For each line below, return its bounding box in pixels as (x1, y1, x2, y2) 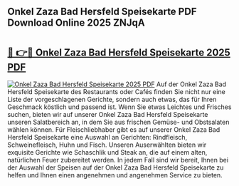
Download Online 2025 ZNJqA (7, 17, 145, 29)
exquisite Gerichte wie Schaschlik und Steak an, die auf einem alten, (7, 148, 208, 156)
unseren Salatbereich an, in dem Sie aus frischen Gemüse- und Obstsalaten (7, 118, 230, 126)
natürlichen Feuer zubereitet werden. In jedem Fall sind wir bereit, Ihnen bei (7, 156, 229, 164)
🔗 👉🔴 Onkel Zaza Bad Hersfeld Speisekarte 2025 (7, 46, 231, 58)
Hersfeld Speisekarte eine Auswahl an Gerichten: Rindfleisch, (7, 133, 188, 141)
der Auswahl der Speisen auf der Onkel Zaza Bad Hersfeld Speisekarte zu (7, 163, 224, 172)
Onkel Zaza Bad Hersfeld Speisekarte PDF (7, 6, 197, 18)
